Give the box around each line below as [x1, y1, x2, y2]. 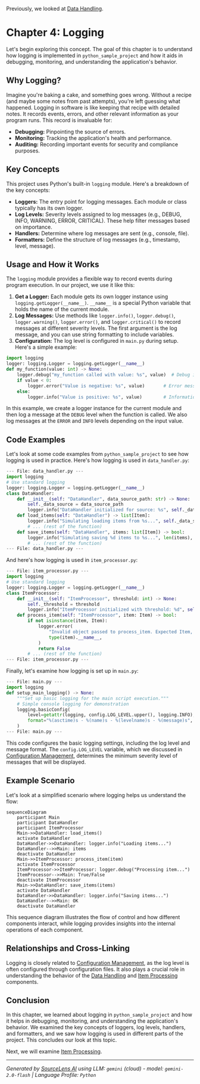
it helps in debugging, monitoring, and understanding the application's [6, 1017, 179, 1024]
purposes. [14, 147, 40, 154]
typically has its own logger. [14, 204, 84, 211]
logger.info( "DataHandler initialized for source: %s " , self [27, 507, 183, 513]
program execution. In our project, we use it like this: [6, 282, 135, 289]
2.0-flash [6, 1073, 31, 1079]
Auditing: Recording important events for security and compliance [14, 140, 179, 148]
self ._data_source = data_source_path [27, 501, 124, 508]
